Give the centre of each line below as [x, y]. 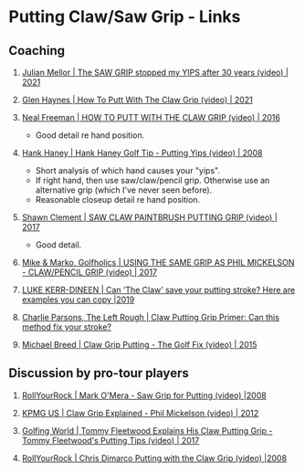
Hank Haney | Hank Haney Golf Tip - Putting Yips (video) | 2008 [142, 153]
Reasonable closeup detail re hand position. [118, 200]
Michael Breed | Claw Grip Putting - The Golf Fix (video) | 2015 [139, 345]
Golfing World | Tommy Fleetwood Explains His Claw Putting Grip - [147, 430]
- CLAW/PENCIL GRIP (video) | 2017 [89, 272]
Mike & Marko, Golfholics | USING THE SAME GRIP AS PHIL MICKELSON [158, 263]
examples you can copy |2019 [78, 300]
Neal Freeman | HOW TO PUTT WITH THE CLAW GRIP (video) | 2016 [151, 117]
